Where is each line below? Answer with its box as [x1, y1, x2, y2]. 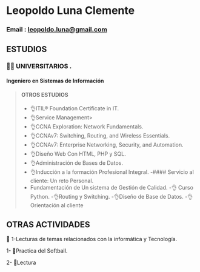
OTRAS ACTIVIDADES [6, 219, 90, 230]
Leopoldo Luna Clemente [6, 4, 135, 18]
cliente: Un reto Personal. [30, 177, 94, 185]
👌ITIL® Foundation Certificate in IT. [30, 105, 119, 112]
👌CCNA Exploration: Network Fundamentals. [30, 123, 144, 130]
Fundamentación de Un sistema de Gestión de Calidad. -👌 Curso [30, 184, 194, 191]
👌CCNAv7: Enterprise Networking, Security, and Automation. [30, 141, 184, 148]
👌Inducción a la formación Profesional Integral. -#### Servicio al [30, 168, 194, 176]
